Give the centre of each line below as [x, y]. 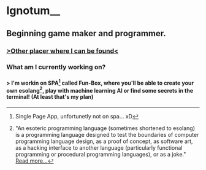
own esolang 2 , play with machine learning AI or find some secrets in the [100, 90]
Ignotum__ [33, 11]
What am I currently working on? [56, 67]
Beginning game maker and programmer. [86, 33]
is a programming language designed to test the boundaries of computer [107, 134]
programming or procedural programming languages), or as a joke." [101, 154]
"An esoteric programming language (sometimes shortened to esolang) [105, 128]
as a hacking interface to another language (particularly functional [99, 147]
